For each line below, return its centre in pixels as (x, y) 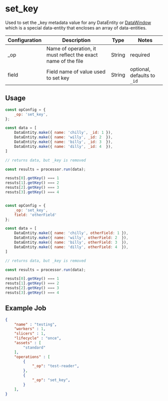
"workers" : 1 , (30, 329)
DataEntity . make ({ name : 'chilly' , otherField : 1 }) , (71, 233)
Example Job (26, 308)
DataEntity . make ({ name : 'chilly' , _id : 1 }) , (63, 133)
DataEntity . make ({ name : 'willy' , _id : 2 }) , (63, 137)
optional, (140, 69)
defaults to (142, 75)
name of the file (65, 61)
